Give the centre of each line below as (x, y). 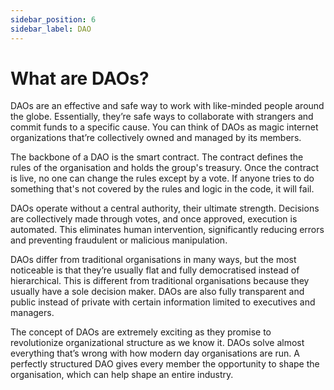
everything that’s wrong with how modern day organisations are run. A (155, 353)
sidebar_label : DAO (51, 29)
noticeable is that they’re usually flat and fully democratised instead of (155, 270)
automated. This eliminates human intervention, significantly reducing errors (167, 230)
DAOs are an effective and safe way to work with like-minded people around (167, 106)
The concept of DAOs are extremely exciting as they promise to (141, 332)
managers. (32, 313)
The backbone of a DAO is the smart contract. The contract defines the (157, 157)
